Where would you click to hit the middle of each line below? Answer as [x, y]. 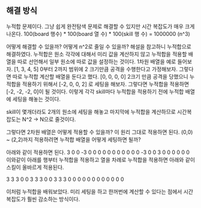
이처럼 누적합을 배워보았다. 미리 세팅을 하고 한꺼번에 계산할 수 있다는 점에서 [94, 191]
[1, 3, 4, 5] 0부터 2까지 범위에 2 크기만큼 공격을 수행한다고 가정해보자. [96, 69]
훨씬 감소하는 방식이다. [53, 199]
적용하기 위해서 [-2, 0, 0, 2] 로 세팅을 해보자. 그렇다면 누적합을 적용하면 [106, 84]
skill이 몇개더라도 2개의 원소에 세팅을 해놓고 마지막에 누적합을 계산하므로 [91, 111]
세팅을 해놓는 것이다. [37, 99]
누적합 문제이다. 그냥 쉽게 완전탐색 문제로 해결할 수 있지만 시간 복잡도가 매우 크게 [100, 26]
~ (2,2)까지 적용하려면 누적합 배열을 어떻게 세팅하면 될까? [73, 139]
